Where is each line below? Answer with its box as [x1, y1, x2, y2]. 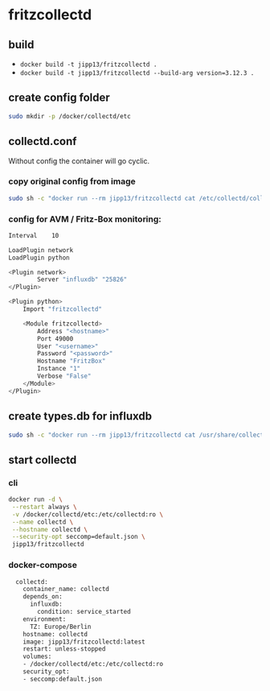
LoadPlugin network [8, 246, 74, 254]
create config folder [8, 91, 110, 105]
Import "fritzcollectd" [22, 305, 103, 313]
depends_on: [22, 593, 63, 601]
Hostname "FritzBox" [37, 357, 106, 366]
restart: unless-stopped [22, 645, 106, 653]
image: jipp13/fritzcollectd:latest [22, 638, 146, 646]
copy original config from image [8, 176, 137, 187]
